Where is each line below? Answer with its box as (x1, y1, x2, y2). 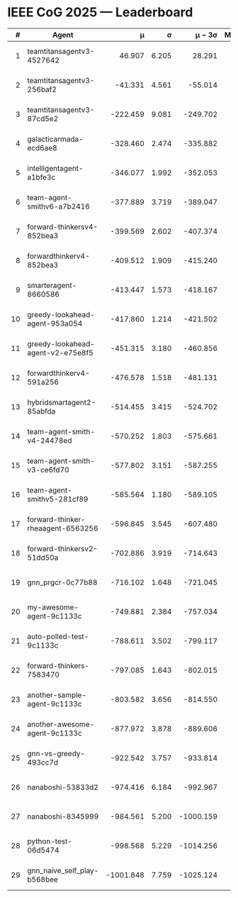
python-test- (27, 836, 73, 846)
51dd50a (27, 553, 59, 562)
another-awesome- (27, 719, 95, 729)
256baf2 (27, 84, 57, 94)
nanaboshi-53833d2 (27, 782, 99, 792)
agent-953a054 (27, 318, 83, 328)
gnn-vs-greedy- (27, 748, 86, 758)
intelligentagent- (27, 163, 84, 173)
